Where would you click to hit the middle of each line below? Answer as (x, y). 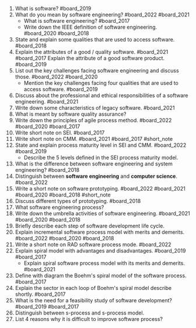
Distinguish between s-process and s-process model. (80, 313)
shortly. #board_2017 (40, 294)
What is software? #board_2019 (53, 8)
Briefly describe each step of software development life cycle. (90, 226)
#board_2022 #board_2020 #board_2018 (64, 238)
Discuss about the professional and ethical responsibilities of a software (101, 95)
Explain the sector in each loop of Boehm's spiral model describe (93, 288)
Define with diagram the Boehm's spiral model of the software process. (101, 275)
